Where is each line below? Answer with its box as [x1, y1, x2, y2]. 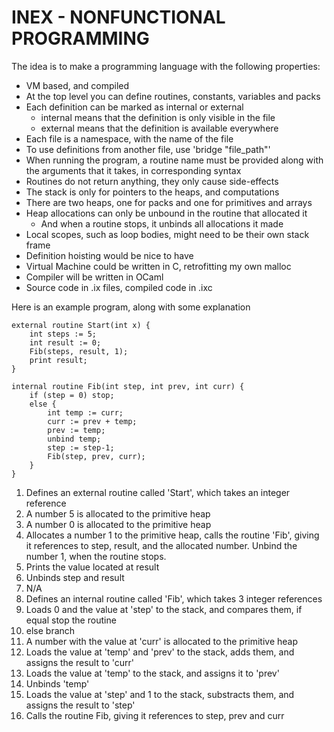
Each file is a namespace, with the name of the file [25, 132, 234, 145]
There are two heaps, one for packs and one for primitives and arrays [25, 196, 313, 208]
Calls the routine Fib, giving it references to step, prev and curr [25, 709, 285, 721]
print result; [29, 355, 88, 365]
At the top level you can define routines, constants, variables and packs [25, 90, 321, 102]
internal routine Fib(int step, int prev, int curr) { [11, 381, 245, 391]
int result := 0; [29, 337, 102, 348]
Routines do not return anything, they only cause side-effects [25, 175, 279, 187]
